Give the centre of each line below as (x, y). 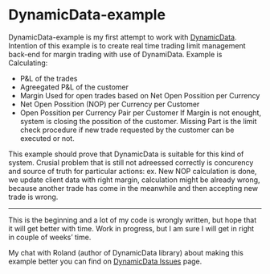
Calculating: (28, 63)
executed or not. (47, 138)
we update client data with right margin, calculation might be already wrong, (134, 180)
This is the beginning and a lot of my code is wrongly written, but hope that (133, 220)
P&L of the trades (49, 78)
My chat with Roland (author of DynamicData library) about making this (126, 252)
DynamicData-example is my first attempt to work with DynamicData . (123, 37)
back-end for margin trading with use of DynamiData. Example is (115, 54)
